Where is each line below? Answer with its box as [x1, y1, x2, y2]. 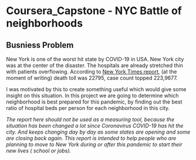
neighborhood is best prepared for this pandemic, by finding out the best [6, 98, 183, 105]
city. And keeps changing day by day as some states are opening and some [6, 128, 191, 135]
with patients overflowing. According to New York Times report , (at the [6, 68, 177, 75]
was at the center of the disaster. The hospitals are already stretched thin [6, 62, 183, 69]
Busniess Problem [6, 40, 74, 50]
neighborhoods [6, 16, 83, 30]
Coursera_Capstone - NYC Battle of [6, 4, 182, 18]
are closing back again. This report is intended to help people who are [6, 135, 177, 142]
